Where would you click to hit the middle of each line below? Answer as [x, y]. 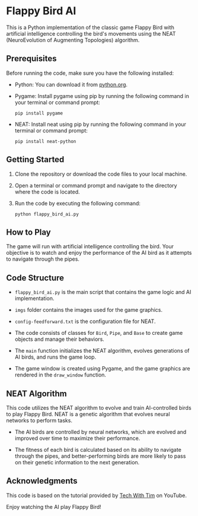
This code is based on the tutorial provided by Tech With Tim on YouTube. [97, 495]
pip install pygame [39, 113]
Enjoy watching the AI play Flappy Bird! [54, 506]
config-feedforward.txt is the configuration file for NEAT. [85, 321]
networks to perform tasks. [39, 420]
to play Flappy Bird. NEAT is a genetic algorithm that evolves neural [88, 414]
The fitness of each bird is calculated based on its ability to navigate [98, 450]
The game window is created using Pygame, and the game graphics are [103, 369]
